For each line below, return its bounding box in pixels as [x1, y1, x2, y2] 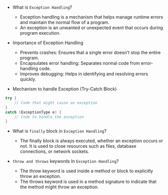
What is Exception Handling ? [12, 5, 72, 10]
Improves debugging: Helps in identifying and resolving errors [20, 71, 148, 77]
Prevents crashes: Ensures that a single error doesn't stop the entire [20, 50, 161, 55]
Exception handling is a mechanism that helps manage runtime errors [20, 14, 163, 20]
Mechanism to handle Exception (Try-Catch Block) [12, 86, 117, 92]
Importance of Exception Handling [12, 40, 84, 46]
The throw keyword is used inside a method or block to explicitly [20, 168, 153, 174]
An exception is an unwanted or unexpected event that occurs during [20, 25, 163, 31]
